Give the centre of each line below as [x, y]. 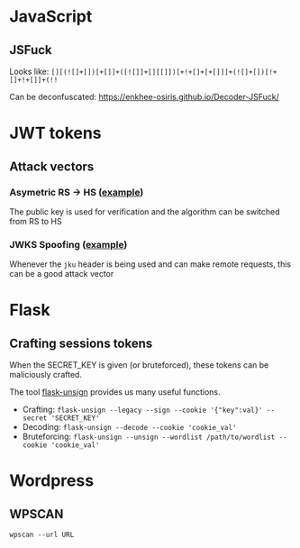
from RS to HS [36, 221]
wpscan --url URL [42, 535]
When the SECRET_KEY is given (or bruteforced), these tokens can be [139, 365]
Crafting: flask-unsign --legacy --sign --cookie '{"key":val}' [142, 410]
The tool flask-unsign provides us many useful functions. [115, 392]
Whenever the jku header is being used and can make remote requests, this [150, 264]
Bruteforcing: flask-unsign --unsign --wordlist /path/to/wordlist [149, 437]
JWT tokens [55, 133]
